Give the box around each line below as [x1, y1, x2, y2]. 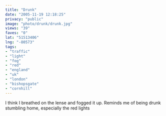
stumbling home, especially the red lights [5, 105, 90, 111]
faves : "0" [5, 30, 28, 35]
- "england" [5, 68, 30, 73]
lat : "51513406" [5, 35, 39, 40]
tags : [5, 44, 16, 49]
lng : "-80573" [5, 40, 35, 45]
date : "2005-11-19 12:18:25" [5, 12, 66, 17]
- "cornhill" [5, 86, 32, 91]
